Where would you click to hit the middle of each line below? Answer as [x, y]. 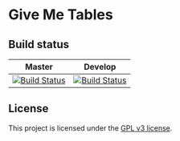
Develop [100, 67]
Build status [39, 44]
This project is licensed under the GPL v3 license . [90, 128]
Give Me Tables [61, 15]
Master [39, 67]
